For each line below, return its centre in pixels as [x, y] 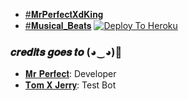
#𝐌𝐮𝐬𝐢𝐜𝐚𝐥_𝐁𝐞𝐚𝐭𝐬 [58, 25]
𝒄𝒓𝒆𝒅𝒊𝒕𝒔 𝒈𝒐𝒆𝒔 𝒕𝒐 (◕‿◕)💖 [66, 52]
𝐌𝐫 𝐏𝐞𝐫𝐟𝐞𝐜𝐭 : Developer [70, 74]
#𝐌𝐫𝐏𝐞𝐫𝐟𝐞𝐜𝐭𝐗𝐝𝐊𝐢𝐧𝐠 [64, 14]
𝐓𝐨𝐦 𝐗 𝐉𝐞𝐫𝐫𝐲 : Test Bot [70, 85]
